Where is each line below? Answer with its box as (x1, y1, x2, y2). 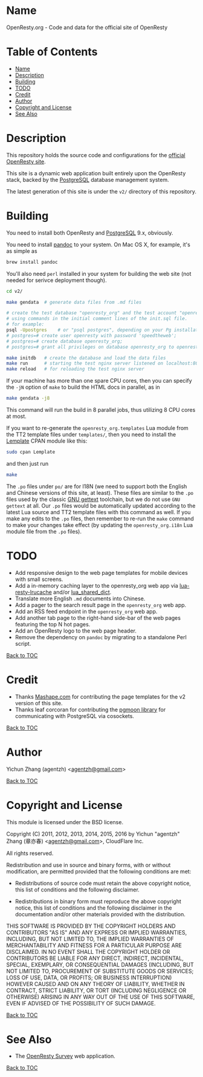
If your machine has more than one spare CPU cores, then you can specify (6, 377, 192, 384)
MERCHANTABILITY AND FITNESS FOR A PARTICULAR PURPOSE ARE (6, 941, 182, 949)
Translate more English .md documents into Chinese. (14, 595, 146, 602)
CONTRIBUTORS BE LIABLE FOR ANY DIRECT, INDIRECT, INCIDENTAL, (6, 955, 184, 962)
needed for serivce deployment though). (6, 277, 107, 284)
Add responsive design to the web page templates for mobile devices (14, 569, 188, 576)
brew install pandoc (6, 259, 59, 265)
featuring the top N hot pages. (14, 620, 91, 628)
